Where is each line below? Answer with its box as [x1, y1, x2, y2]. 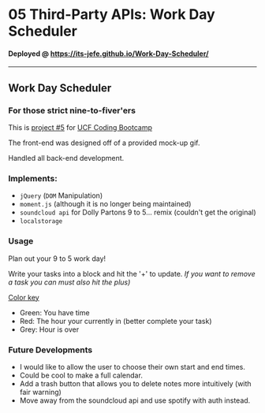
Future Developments [8, 344, 93, 355]
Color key [8, 292, 39, 302]
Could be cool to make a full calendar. [19, 370, 144, 380]
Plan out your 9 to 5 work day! [8, 254, 106, 263]
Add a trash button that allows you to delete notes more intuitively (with [19, 378, 252, 388]
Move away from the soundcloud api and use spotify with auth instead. [19, 396, 251, 405]
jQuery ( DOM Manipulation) [19, 191, 103, 200]
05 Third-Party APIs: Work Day [8, 6, 215, 24]
